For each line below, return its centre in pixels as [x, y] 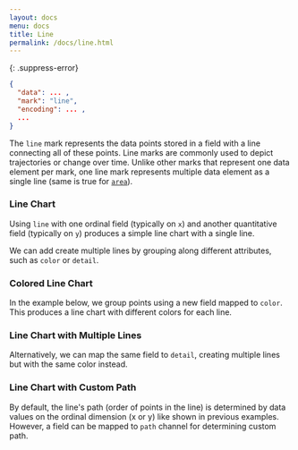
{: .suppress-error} [44, 68]
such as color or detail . [54, 259]
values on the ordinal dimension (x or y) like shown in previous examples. [144, 416]
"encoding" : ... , [52, 109]
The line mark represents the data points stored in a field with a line [135, 143]
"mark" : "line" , [47, 101]
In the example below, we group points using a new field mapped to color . [146, 303]
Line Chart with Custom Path [73, 387]
